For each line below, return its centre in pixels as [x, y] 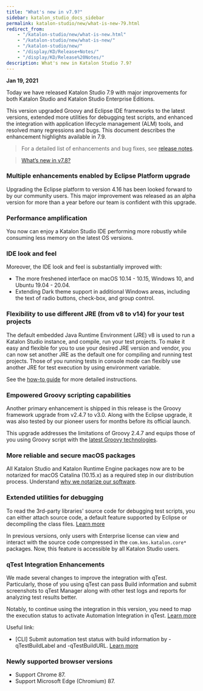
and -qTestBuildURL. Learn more [98, 645]
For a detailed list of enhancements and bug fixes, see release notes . [108, 148]
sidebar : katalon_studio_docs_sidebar [55, 18]
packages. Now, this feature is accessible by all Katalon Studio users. [93, 548]
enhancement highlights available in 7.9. [56, 136]
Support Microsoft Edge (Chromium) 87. [65, 681]
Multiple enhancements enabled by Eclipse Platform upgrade [98, 176]
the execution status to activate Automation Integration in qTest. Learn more [101, 615]
